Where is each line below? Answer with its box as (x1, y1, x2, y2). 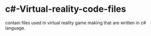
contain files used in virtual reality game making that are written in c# (5, 20, 146, 26)
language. (5, 25, 26, 31)
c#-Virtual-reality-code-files (5, 3, 126, 15)
